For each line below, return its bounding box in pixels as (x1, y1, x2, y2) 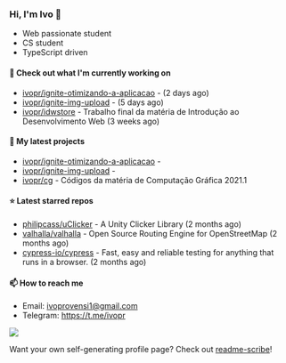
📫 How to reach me (9, 278, 84, 288)
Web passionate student (21, 28, 112, 39)
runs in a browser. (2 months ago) (21, 256, 147, 267)
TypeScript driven (21, 47, 88, 58)
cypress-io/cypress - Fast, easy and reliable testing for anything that (21, 246, 274, 257)
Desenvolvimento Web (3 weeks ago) (21, 116, 160, 126)
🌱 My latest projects (9, 136, 85, 147)
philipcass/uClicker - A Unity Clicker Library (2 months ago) (21, 218, 242, 230)
